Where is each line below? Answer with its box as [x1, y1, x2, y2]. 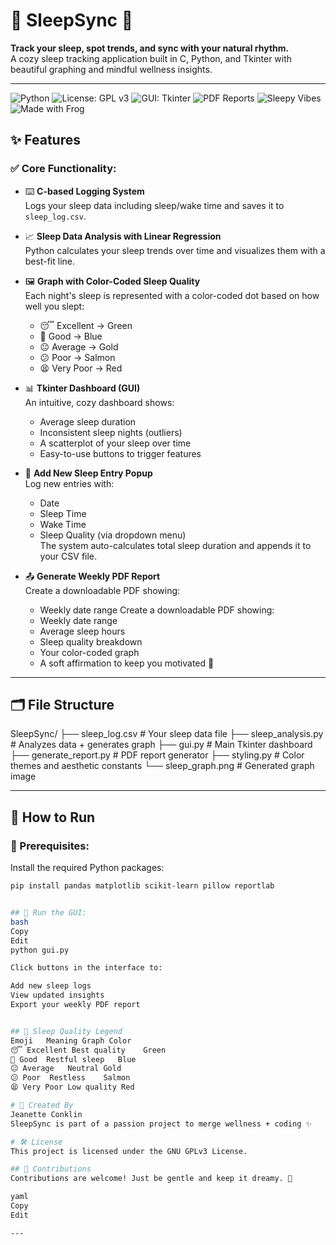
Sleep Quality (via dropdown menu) [39, 529, 187, 541]
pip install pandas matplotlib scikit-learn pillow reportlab [10, 881, 275, 891]
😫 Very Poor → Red [39, 362, 123, 374]
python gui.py [10, 945, 70, 955]
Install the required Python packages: [10, 862, 165, 874]
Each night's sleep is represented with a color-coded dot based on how [24, 289, 320, 301]
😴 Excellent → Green [39, 319, 133, 331]
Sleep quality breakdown [39, 635, 143, 648]
